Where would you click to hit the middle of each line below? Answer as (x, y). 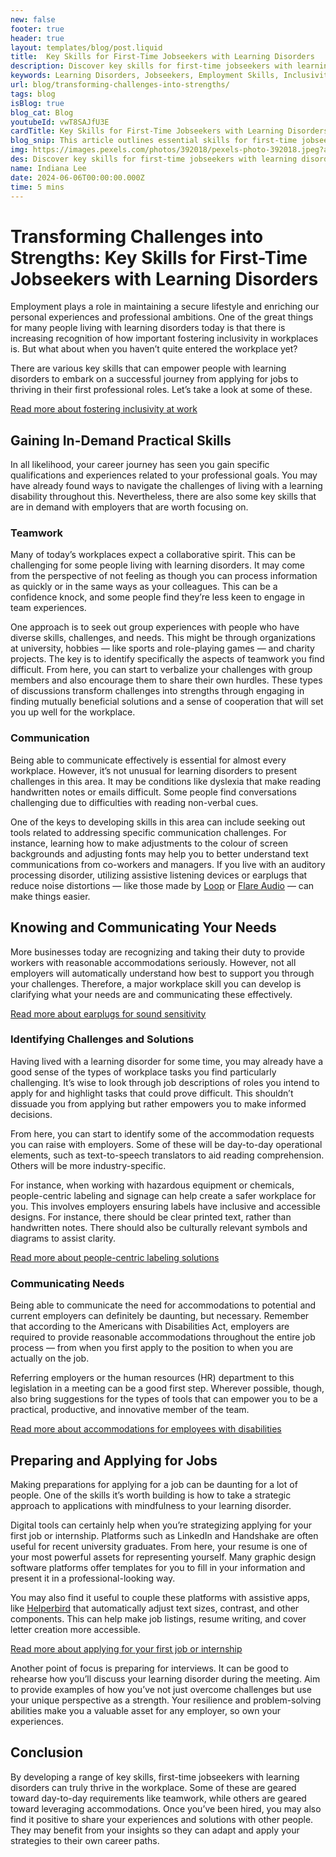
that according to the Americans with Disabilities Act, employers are (150, 1327)
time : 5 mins (37, 187)
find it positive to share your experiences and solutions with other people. (162, 1819)
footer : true (37, 29)
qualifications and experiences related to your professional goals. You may (164, 475)
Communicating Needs (67, 1283)
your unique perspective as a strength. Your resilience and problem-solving (166, 1700)
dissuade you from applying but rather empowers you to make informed (158, 1103)
